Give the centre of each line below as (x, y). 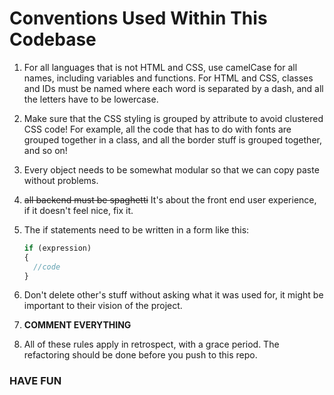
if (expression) (57, 248)
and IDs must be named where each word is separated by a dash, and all (173, 88)
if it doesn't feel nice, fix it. (78, 210)
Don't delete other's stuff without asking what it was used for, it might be (173, 295)
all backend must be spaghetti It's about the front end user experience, (170, 199)
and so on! (45, 150)
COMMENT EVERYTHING (77, 325)
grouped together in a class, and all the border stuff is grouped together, (172, 139)
